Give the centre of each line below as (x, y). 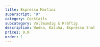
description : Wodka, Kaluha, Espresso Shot (50, 28)
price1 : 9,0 (17, 32)
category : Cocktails (26, 19)
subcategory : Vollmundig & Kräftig (41, 23)
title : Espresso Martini (30, 10)
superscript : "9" (23, 14)
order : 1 (14, 37)
